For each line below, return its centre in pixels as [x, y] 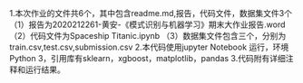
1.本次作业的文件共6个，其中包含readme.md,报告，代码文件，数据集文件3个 [151, 13]
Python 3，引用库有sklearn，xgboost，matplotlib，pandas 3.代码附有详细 [147, 58]
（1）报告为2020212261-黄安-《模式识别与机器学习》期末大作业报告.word [147, 24]
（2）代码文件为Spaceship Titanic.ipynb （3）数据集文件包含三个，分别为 [148, 36]
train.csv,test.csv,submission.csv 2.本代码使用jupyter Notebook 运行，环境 [149, 47]
